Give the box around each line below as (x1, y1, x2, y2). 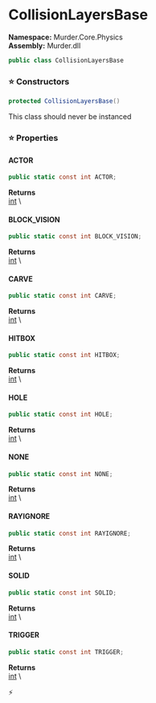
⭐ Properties (8, 132, 59, 143)
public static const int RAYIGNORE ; (8, 529, 131, 537)
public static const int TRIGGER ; (8, 647, 125, 656)
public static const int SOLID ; (8, 589, 117, 597)
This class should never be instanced (8, 111, 132, 121)
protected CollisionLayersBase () (8, 97, 121, 105)
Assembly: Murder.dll (8, 40, 81, 50)
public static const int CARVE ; (8, 292, 117, 300)
